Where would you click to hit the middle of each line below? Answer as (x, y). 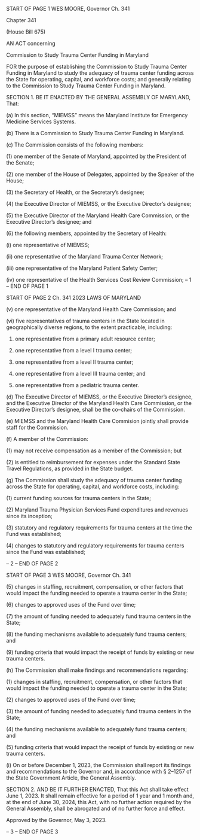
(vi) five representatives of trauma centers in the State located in (86, 321)
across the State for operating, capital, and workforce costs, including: (93, 486)
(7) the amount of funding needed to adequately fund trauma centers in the (99, 616)
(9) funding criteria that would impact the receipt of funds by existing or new (100, 652)
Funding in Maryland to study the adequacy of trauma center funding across (100, 73)
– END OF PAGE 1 (27, 286)
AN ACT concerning (31, 43)
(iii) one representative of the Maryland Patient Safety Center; (82, 268)
